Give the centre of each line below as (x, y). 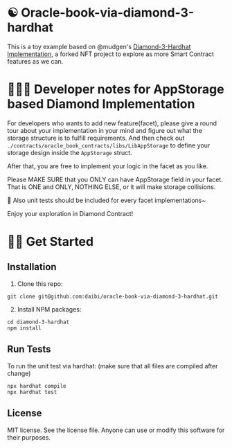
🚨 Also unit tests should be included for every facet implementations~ (107, 200)
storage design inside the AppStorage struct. (70, 152)
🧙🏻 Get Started (51, 242)
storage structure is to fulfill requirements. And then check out (96, 138)
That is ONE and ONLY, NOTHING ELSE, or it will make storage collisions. (111, 187)
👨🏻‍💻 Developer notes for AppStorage (116, 90)
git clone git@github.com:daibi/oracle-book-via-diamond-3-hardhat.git (113, 296)
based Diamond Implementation (101, 104)
